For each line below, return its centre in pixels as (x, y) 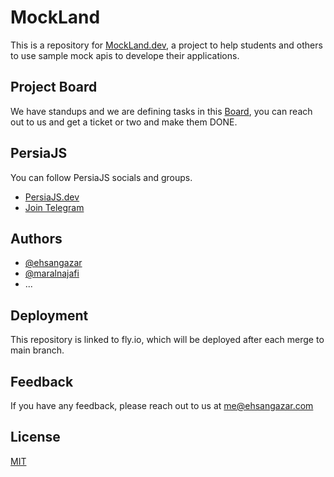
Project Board (54, 87)
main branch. (37, 350)
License (35, 437)
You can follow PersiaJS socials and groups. (101, 177)
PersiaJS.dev (52, 197)
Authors (36, 238)
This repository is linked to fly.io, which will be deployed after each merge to (167, 340)
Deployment (49, 315)
